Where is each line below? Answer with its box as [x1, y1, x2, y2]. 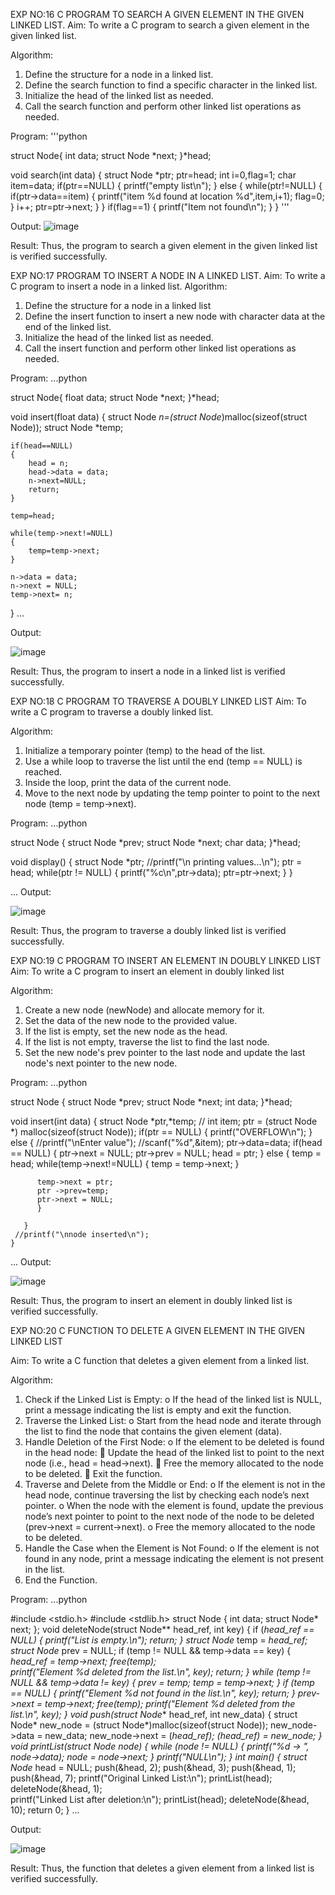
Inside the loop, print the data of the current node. [24, 777, 232, 788]
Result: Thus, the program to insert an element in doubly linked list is [10, 1295, 293, 1306]
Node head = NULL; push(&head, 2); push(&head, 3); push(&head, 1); [10, 1762, 297, 1773]
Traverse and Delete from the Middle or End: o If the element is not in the [24, 1479, 326, 1490]
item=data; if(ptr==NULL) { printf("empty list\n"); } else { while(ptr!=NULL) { [10, 180, 323, 191]
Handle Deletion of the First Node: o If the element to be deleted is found [24, 1436, 325, 1448]
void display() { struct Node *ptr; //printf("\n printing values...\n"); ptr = [10, 856, 303, 868]
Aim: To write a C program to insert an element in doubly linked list [10, 965, 285, 977]
